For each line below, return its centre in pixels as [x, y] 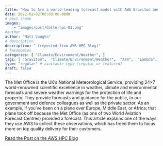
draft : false [18, 69]
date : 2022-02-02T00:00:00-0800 [38, 14]
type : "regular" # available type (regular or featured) [64, 64]
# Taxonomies [18, 50]
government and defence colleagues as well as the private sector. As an [77, 103]
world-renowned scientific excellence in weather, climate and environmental [81, 87]
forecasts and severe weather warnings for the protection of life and [73, 92]
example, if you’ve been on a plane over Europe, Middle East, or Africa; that [81, 108]
